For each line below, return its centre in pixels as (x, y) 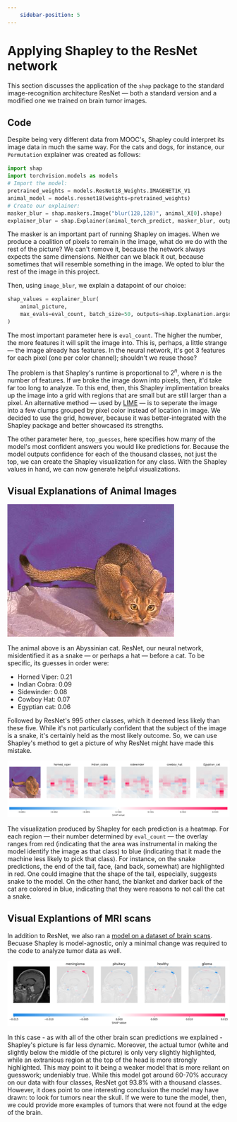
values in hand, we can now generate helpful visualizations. (94, 469)
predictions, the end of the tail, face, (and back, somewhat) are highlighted (116, 866)
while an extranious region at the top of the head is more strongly (102, 1060)
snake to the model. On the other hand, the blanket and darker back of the (115, 881)
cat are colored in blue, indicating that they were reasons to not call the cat (116, 889)
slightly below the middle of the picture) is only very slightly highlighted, (112, 1052)
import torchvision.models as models (63, 176)
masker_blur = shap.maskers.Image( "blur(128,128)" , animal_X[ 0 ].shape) (115, 213)
